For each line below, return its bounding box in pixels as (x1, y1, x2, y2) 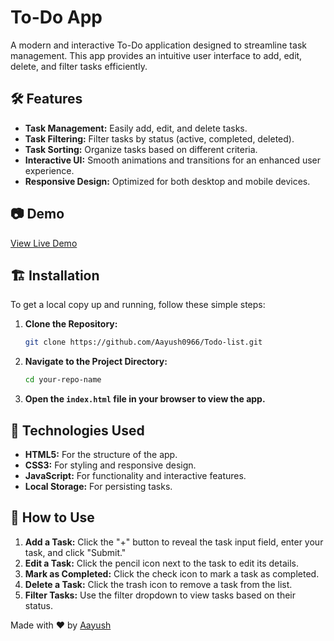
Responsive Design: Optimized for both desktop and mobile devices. (24, 175, 311, 187)
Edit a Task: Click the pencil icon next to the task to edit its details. (24, 557, 299, 569)
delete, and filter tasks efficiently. (10, 60, 148, 72)
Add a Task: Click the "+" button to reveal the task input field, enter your (24, 536, 324, 548)
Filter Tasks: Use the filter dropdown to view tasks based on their (24, 589, 296, 601)
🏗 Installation (10, 267, 100, 284)
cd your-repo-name (24, 375, 102, 385)
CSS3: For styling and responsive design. (24, 459, 197, 471)
